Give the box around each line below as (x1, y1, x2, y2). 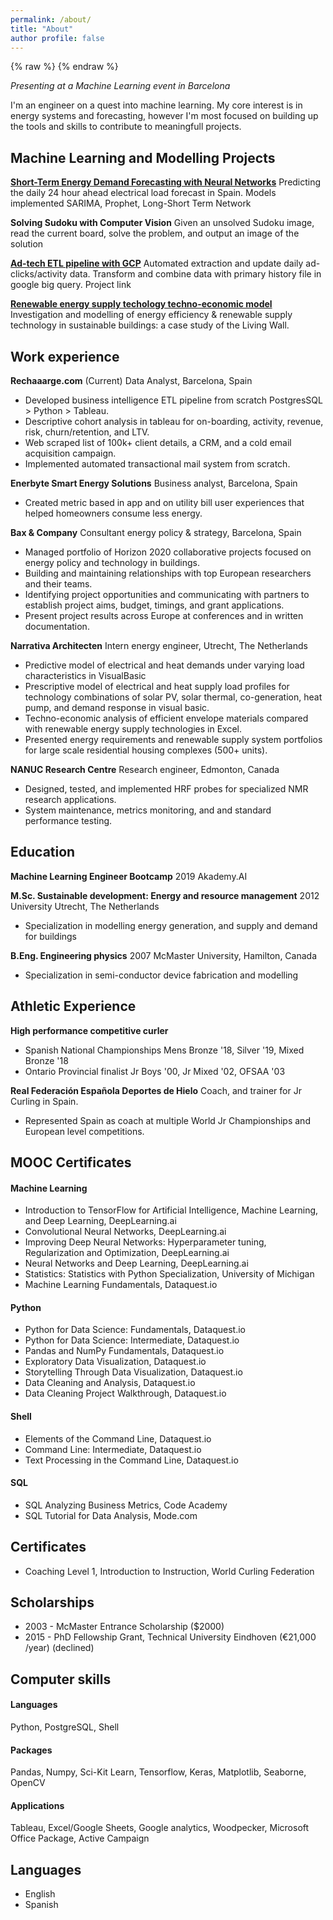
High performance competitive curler (10, 1024, 169, 1036)
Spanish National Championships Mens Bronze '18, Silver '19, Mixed (24, 1044, 305, 1056)
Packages (10, 1744, 53, 1756)
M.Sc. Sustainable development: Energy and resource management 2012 (10, 889, 320, 901)
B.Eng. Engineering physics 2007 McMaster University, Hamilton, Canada (10, 949, 317, 961)
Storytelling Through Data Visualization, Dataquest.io (24, 1366, 243, 1378)
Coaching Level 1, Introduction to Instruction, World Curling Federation (24, 1565, 315, 1577)
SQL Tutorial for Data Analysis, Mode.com (24, 1509, 198, 1521)
